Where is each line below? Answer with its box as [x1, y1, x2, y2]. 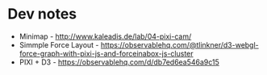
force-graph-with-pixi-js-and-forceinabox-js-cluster [19, 48, 194, 58]
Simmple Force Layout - [19, 40, 99, 49]
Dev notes [7, 5, 77, 23]
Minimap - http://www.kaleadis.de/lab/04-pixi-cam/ [19, 31, 192, 41]
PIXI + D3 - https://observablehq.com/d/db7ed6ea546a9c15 [19, 57, 219, 67]
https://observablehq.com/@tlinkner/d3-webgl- [100, 40, 259, 49]
